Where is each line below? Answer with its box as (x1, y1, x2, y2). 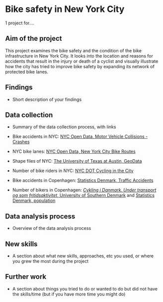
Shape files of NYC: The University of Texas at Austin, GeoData (12, 158, 142, 164)
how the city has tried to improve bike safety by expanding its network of (5, 63, 155, 69)
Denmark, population (12, 198, 56, 203)
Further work (5, 273, 47, 281)
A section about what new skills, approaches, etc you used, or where (12, 253, 154, 259)
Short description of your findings (12, 96, 82, 102)
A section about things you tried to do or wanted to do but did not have (12, 286, 158, 292)
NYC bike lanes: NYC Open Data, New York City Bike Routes (12, 148, 136, 155)
